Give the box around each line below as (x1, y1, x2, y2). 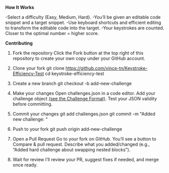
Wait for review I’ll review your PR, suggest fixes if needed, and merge (12, 157, 159, 162)
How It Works (5, 5, 34, 10)
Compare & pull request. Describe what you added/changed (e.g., (12, 142, 150, 147)
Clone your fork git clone (12, 65, 65, 71)
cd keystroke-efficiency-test (45, 71, 104, 77)
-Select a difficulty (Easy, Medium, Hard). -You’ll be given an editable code (5, 14, 161, 20)
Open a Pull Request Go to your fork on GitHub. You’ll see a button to (12, 136, 157, 142)
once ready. (12, 162, 38, 168)
